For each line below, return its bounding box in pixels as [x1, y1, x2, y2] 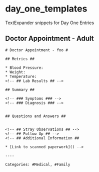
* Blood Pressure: [5, 65, 43, 70]
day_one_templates [5, 3, 87, 15]
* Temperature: [5, 74, 37, 79]
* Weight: [5, 69, 26, 74]
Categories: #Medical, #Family [5, 162, 70, 167]
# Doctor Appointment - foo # [5, 47, 68, 53]
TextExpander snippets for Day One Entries [5, 20, 94, 26]
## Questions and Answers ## [5, 114, 66, 119]
